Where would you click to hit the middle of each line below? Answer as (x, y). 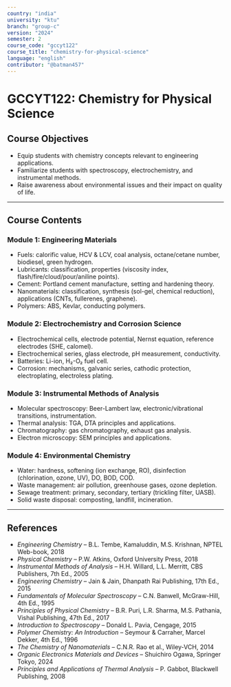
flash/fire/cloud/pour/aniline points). (68, 277)
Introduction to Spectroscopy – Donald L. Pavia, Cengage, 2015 (107, 625)
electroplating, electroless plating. (65, 376)
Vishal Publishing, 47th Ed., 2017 (63, 618)
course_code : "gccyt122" (43, 45)
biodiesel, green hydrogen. (55, 262)
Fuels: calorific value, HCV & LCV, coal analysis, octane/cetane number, (119, 255)
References (32, 528)
